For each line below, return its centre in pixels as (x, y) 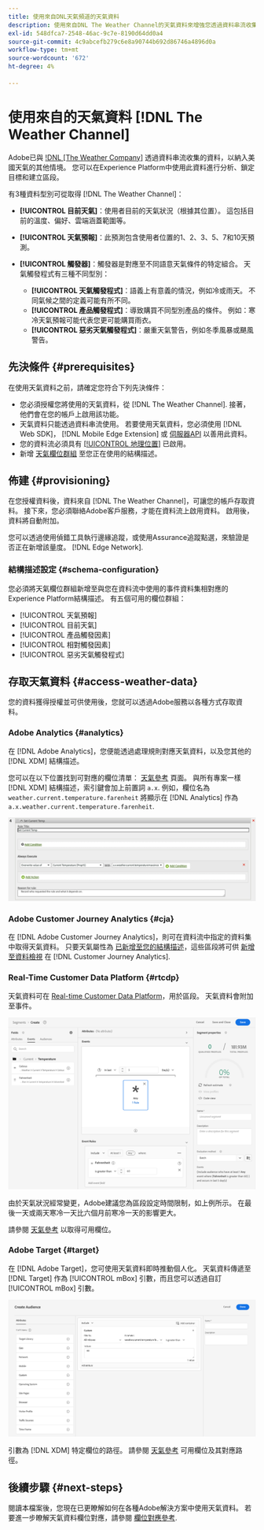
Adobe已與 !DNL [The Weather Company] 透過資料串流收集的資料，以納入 (128, 157)
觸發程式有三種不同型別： (68, 274)
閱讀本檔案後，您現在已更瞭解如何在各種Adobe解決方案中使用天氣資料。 (126, 1508)
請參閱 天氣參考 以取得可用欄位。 (62, 1229)
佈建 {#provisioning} (59, 480)
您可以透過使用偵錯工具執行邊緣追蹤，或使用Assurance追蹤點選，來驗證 (125, 538)
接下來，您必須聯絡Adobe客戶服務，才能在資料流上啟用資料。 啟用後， (138, 511)
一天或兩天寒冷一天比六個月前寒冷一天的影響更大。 (97, 1212)
